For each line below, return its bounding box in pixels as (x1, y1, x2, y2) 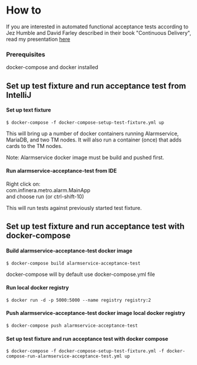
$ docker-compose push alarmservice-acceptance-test (6, 323, 138, 329)
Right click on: (6, 180, 41, 188)
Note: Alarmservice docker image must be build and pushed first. (6, 154, 165, 161)
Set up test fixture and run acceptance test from (6, 81, 186, 91)
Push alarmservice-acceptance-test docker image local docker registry (6, 310, 185, 317)
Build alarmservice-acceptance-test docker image (6, 247, 132, 254)
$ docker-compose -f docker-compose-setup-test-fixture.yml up (6, 119, 165, 126)
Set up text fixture (6, 107, 51, 114)
